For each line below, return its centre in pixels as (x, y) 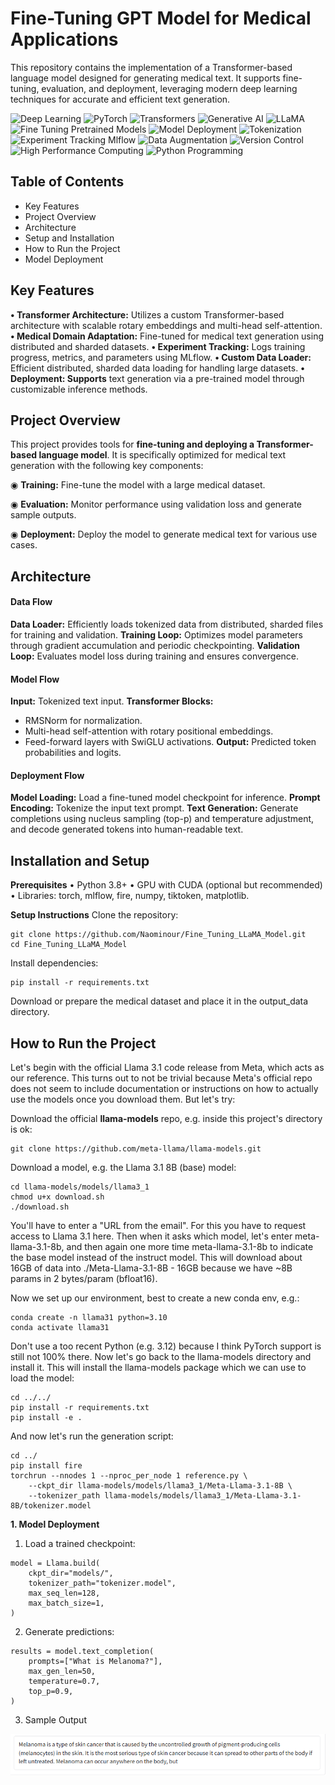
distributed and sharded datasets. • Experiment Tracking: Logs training (158, 346)
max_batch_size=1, (66, 1603)
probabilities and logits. (73, 753)
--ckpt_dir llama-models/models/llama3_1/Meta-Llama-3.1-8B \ (160, 1486)
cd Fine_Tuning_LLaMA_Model (69, 945)
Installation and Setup (80, 860)
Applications (64, 39)
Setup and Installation (69, 238)
